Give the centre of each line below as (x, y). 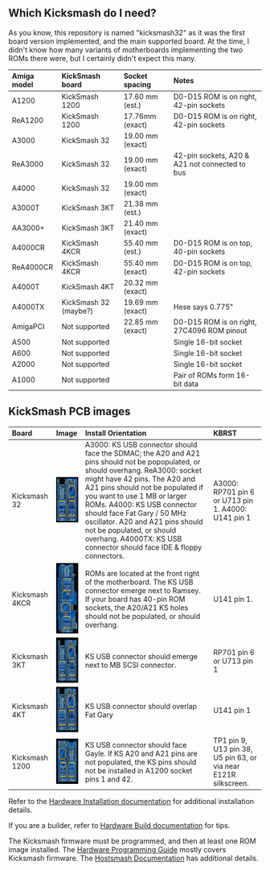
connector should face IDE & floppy (143, 547)
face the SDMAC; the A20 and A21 (143, 453)
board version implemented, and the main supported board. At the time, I (129, 41)
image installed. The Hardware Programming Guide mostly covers (117, 849)
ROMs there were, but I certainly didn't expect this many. (102, 58)
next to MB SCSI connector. (131, 665)
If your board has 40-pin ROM (135, 599)
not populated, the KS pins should (141, 762)
